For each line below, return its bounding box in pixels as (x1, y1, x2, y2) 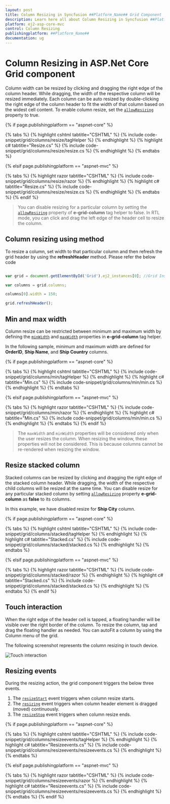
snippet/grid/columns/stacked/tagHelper (5, 530, 91, 537)
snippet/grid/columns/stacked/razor (5, 572, 81, 578)
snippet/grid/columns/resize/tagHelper (5, 137, 87, 143)
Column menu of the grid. (5, 632, 59, 638)
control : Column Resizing (5, 26, 60, 31)
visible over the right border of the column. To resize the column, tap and (5, 622, 158, 628)
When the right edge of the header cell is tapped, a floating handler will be (5, 616, 160, 622)
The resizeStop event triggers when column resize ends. (12, 711, 132, 717)
